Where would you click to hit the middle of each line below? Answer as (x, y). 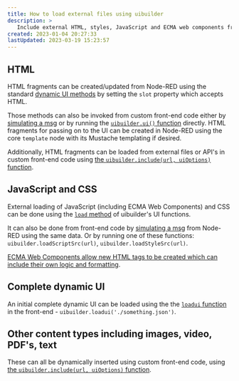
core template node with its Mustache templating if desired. (95, 138)
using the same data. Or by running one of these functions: (107, 235)
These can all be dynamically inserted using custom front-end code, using (116, 362)
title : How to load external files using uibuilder (85, 14)
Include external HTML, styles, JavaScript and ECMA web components (120, 27)
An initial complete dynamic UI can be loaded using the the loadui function (117, 304)
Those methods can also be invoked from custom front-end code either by (117, 115)
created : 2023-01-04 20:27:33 (52, 34)
